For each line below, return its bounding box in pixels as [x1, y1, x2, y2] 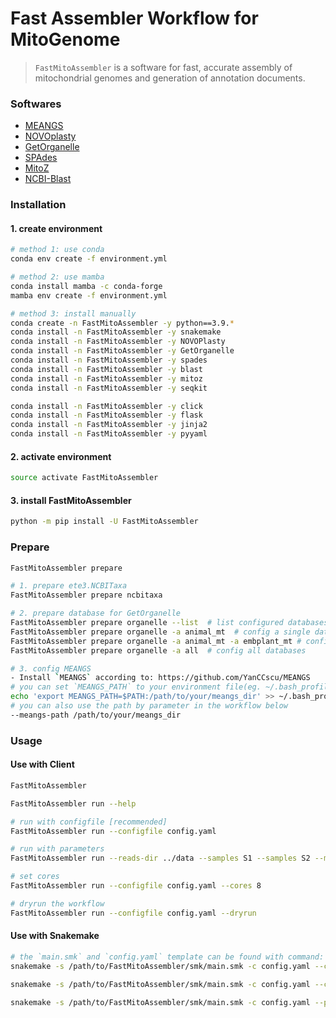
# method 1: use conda [10, 245, 105, 255]
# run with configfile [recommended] [10, 817, 168, 827]
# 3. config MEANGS [10, 663, 92, 674]
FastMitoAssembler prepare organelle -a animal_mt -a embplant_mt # [10, 636, 302, 646]
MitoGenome [10, 28, 121, 51]
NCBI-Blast [24, 173, 72, 185]
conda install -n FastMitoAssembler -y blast [10, 364, 203, 374]
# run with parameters [10, 844, 105, 854]
